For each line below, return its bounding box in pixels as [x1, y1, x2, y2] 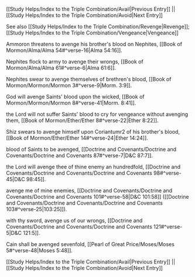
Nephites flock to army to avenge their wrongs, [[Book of [6, 58, 143, 65]
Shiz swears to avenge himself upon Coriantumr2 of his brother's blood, [6, 129, 180, 135]
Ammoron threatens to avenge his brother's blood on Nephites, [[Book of [6, 41, 183, 47]
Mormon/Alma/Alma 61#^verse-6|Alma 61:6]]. [6, 64, 116, 71]
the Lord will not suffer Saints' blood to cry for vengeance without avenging [6, 111, 189, 117]
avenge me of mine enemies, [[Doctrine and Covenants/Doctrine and [6, 187, 173, 194]
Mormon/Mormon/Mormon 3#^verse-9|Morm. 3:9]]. [6, 82, 132, 89]
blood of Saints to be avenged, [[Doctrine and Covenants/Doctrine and [6, 146, 177, 153]
